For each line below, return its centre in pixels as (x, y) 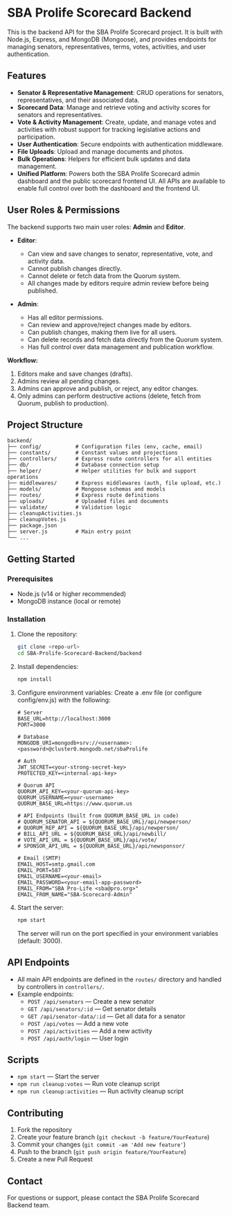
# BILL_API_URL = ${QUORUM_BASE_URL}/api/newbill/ (92, 834)
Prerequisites (30, 579)
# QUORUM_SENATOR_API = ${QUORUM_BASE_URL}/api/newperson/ (104, 822)
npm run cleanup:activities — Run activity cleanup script (100, 1091)
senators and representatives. (60, 114)
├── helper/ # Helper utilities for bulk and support (102, 471)
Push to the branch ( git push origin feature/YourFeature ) (102, 1152)
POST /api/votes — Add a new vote (78, 1023)
